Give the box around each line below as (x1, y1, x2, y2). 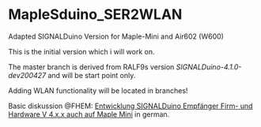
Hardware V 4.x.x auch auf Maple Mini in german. (8, 109, 170, 119)
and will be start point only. (47, 70, 136, 80)
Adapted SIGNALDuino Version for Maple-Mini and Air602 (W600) (8, 32, 224, 41)
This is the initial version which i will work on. (8, 47, 155, 56)
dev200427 (8, 70, 46, 80)
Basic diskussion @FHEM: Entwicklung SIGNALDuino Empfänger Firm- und (8, 101, 253, 110)
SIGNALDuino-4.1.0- (176, 62, 242, 72)
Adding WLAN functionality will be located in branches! (8, 85, 188, 95)
